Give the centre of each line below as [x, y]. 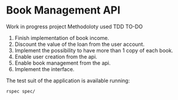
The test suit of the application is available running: [68, 81]
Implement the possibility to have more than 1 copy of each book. [94, 50]
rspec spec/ [21, 91]
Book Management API [63, 10]
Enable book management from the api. [62, 63]
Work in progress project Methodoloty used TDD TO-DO [75, 26]
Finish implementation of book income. [62, 38]
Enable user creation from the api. [56, 56]
